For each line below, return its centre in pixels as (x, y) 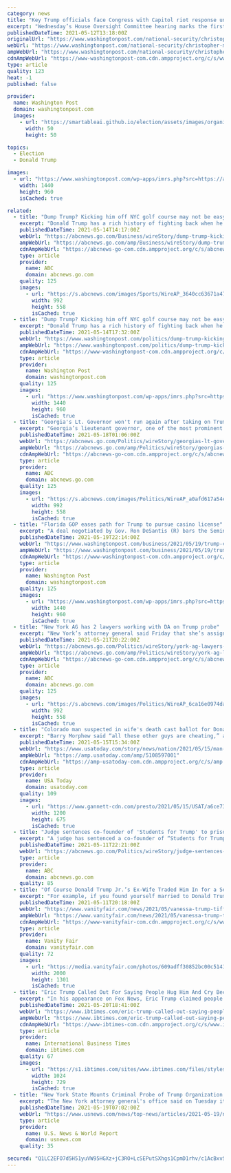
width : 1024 (49, 1076)
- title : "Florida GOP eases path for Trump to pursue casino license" (118, 524)
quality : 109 (38, 794)
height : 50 (41, 135)
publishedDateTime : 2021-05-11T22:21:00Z (79, 845)
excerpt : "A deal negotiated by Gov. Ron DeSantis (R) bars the (113, 531)
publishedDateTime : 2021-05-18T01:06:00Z (79, 435)
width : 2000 (49, 973)
